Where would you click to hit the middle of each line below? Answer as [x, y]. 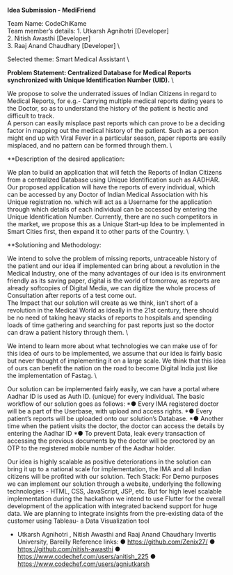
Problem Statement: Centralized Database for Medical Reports [99, 73]
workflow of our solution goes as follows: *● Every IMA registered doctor [113, 404]
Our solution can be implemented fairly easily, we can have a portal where [113, 389]
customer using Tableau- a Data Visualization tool [78, 521]
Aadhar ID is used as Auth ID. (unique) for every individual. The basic [106, 396]
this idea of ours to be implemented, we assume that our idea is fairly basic [115, 353]
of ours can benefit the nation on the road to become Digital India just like [112, 368]
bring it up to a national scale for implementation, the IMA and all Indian [109, 469]
